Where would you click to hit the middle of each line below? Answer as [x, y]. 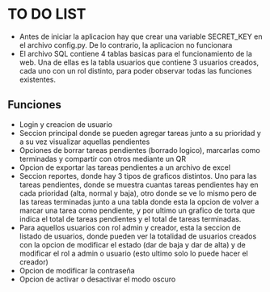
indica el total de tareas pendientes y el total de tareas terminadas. [130, 218]
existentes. [37, 79]
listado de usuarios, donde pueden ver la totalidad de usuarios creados [138, 236]
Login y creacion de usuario [65, 124]
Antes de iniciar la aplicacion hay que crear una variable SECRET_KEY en [141, 36]
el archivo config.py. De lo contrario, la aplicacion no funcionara [126, 44]
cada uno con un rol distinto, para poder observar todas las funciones [135, 70]
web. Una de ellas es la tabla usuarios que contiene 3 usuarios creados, [139, 62]
